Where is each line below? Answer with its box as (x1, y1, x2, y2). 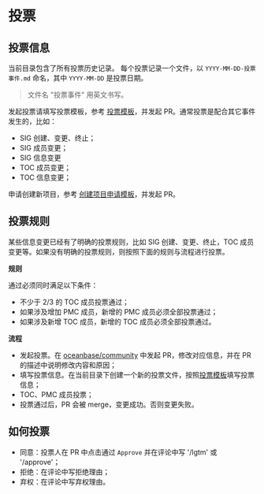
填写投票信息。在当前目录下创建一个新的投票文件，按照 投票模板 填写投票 (19, 370, 255, 379)
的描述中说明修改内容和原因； (19, 360, 117, 370)
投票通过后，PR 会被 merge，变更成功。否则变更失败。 (19, 399, 199, 409)
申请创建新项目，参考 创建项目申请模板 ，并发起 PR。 (8, 190, 180, 199)
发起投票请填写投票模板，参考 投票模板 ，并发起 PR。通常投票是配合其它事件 (8, 107, 256, 116)
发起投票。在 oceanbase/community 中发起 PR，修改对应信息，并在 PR (19, 350, 252, 359)
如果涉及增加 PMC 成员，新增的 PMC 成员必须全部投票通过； (19, 306, 218, 316)
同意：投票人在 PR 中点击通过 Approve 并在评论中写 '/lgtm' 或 (19, 447, 218, 457)
